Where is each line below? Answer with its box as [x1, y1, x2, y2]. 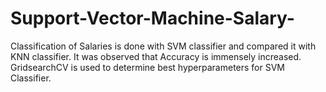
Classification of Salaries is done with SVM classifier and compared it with [10, 40, 317, 52]
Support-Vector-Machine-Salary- [10, 7, 295, 30]
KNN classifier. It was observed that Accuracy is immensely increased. [10, 50, 302, 62]
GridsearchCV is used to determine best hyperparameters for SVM [10, 61, 285, 73]
